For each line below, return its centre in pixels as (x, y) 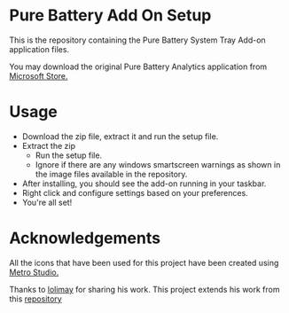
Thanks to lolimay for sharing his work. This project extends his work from (144, 289)
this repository (35, 299)
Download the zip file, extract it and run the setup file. (120, 136)
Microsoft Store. (39, 75)
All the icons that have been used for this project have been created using (144, 262)
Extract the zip (49, 145)
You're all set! (47, 202)
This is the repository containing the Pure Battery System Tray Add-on (137, 40)
